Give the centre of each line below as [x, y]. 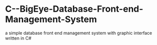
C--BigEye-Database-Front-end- [74, 9]
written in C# [18, 38]
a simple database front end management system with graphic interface [79, 33]
